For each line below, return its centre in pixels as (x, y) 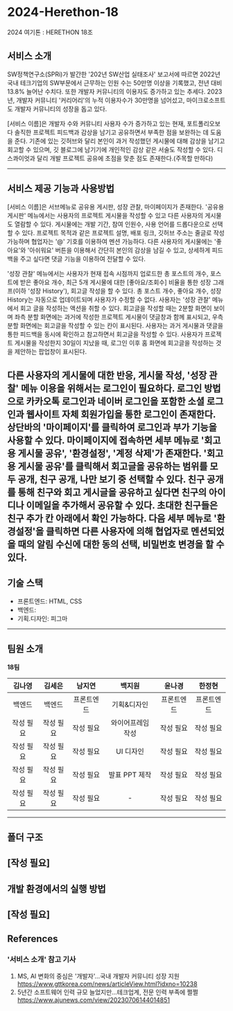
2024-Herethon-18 (63, 12)
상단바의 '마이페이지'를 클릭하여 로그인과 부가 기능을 (112, 427)
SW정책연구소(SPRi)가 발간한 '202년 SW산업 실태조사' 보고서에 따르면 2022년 (114, 74)
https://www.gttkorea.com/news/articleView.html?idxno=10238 (107, 984)
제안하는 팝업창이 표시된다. (51, 352)
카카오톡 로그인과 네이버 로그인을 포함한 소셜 (115, 401)
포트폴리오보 (204, 123)
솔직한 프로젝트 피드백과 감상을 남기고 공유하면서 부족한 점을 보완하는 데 (112, 132)
